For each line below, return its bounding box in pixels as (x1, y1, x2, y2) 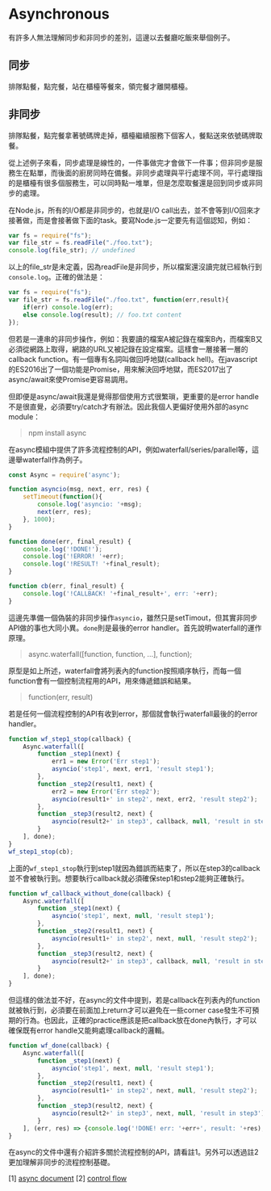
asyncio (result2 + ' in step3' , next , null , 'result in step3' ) (51, 1109, 265, 1117)
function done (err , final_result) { (8, 537, 131, 545)
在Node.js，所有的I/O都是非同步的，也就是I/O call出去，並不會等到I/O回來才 (8, 205, 261, 215)
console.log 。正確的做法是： (8, 272, 105, 282)
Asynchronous (8, 5, 110, 23)
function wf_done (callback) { (8, 1042, 110, 1050)
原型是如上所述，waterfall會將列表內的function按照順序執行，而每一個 (8, 666, 242, 675)
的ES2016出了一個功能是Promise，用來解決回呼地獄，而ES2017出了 (8, 364, 234, 374)
